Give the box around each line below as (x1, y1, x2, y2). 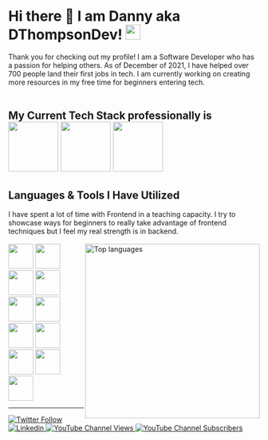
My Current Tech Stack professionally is (8, 109, 213, 123)
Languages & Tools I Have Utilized (8, 188, 180, 202)
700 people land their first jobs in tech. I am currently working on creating (8, 69, 250, 78)
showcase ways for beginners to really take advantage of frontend (8, 218, 227, 228)
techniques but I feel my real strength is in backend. (8, 226, 179, 236)
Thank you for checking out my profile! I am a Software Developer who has (8, 52, 255, 61)
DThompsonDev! (8, 26, 123, 44)
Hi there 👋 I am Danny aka (8, 7, 181, 26)
